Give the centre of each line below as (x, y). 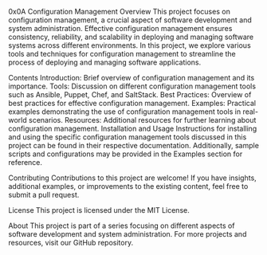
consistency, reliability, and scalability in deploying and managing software (131, 37)
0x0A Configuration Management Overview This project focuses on (120, 12)
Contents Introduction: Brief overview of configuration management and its (132, 78)
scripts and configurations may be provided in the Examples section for (126, 154)
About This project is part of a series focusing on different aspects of (122, 226)
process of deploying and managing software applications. (105, 62)
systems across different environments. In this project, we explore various (130, 45)
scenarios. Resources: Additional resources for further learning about (142, 120)
